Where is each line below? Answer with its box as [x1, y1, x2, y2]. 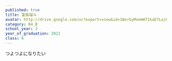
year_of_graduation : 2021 [5, 31, 60, 36]
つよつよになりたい [5, 50, 46, 56]
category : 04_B [5, 21, 38, 27]
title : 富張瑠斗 [5, 12, 37, 17]
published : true [5, 7, 40, 13]
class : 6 [5, 36, 24, 41]
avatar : [5, 17, 22, 22]
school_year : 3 [5, 26, 38, 32]
